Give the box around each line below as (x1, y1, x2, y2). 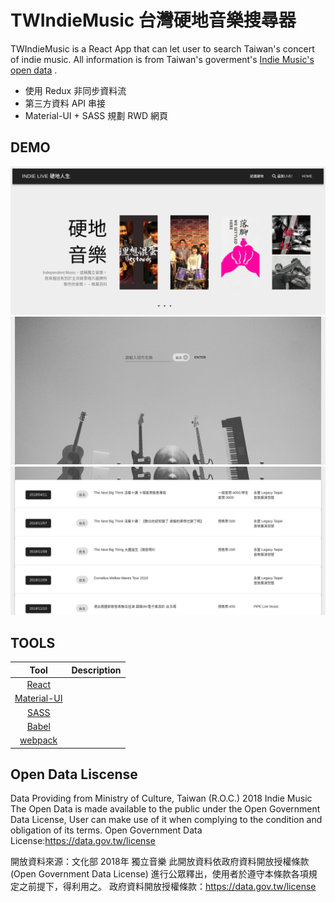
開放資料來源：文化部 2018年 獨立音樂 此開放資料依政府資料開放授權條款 (10, 856, 310, 868)
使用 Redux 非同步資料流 (24, 84, 127, 96)
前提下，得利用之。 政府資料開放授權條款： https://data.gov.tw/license (27, 881, 317, 893)
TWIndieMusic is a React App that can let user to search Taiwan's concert (10, 42, 315, 55)
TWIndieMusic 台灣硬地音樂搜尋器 (10, 9, 297, 32)
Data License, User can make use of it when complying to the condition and (10, 814, 323, 826)
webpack (19, 734, 58, 746)
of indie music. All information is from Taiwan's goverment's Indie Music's (10, 53, 315, 65)
